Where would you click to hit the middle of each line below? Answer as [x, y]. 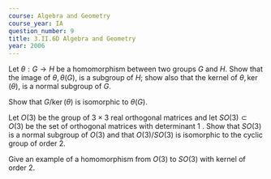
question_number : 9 [41, 31]
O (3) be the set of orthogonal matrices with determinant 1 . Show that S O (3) [135, 126]
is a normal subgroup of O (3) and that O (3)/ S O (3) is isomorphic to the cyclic [136, 135]
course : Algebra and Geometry [60, 16]
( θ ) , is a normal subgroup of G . [60, 87]
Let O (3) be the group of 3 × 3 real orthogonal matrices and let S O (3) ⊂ [128, 117]
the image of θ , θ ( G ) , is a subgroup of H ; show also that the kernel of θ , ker [133, 78]
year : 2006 [27, 46]
